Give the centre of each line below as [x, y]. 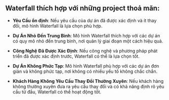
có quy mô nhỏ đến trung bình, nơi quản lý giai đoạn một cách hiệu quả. [88, 41]
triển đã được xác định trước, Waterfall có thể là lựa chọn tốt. [76, 56]
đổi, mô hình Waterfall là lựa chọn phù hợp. [57, 26]
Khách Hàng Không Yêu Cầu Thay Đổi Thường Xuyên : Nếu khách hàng [88, 81]
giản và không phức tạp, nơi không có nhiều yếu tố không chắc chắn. [85, 71]
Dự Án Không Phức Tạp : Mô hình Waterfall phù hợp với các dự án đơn [86, 66]
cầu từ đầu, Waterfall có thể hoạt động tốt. [57, 92]
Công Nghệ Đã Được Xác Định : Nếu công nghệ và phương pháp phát [85, 51]
